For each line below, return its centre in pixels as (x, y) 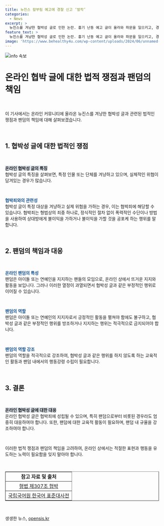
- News (16, 19)
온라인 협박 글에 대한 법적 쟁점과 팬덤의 (78, 77)
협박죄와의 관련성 (21, 200)
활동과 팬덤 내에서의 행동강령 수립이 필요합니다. (55, 361)
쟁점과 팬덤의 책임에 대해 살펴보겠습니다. (43, 120)
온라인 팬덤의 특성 (22, 273)
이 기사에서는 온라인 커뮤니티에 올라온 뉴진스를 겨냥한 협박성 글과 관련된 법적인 (80, 113)
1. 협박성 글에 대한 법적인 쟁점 (47, 146)
